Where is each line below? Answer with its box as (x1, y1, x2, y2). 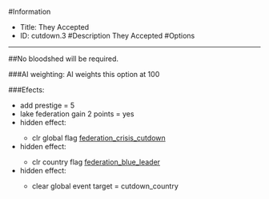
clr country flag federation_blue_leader (31, 157, 161, 167)
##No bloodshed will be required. (8, 54, 118, 63)
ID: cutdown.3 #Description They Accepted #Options (19, 31, 195, 40)
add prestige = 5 (19, 100, 75, 110)
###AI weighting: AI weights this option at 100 (8, 70, 160, 79)
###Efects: (8, 85, 45, 95)
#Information (8, 7, 51, 16)
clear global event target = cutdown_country (31, 181, 179, 191)
